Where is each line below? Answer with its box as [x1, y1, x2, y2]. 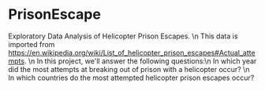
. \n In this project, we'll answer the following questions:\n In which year [24, 56, 257, 66]
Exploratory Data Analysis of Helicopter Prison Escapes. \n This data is [8, 31, 238, 41]
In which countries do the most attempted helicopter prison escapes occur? [8, 73, 255, 82]
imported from [8, 39, 55, 49]
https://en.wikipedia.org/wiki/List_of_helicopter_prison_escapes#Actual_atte [8, 48, 256, 57]
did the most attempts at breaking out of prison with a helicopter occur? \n [8, 64, 250, 74]
